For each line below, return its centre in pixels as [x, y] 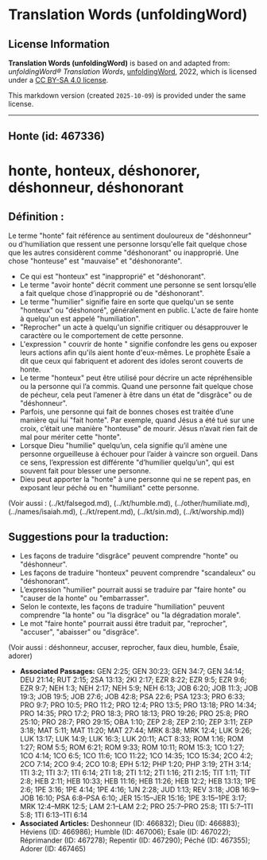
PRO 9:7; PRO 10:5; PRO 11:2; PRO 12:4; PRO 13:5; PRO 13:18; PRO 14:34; [138, 705]
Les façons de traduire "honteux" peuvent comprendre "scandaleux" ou [137, 573]
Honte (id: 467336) [56, 136]
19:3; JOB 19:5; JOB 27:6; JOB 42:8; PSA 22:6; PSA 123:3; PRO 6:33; [132, 697]
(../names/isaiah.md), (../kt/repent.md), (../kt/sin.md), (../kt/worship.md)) [126, 512]
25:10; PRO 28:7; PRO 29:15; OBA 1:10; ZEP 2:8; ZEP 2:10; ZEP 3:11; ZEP [136, 722]
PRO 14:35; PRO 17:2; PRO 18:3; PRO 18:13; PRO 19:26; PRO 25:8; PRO [134, 714]
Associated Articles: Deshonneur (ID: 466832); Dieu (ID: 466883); [130, 823]
